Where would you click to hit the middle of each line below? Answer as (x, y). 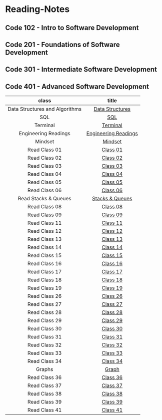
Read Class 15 (44, 255)
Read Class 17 (44, 272)
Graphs (44, 369)
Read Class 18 (44, 280)
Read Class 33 (44, 353)
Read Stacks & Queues (44, 199)
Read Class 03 (44, 166)
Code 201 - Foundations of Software (62, 44)
